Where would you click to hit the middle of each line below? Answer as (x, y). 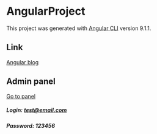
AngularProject (46, 11)
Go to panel (21, 96)
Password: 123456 (31, 125)
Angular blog (23, 62)
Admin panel (31, 82)
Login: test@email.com (37, 110)
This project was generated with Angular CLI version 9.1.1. (79, 28)
